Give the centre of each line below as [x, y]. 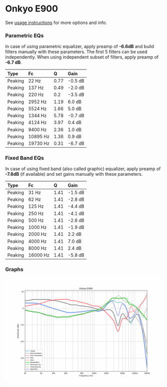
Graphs [14, 269]
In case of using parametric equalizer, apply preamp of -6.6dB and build [79, 47]
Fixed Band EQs [24, 158]
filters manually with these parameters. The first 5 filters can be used [76, 52]
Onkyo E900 [32, 9]
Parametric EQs [24, 36]
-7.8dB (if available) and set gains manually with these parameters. [74, 174]
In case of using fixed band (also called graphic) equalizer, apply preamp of [83, 169]
